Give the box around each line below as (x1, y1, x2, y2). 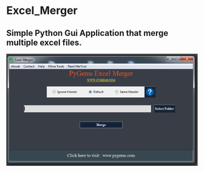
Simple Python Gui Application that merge (6, 28, 169, 38)
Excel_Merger (6, 4, 78, 18)
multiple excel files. (6, 37, 82, 47)
